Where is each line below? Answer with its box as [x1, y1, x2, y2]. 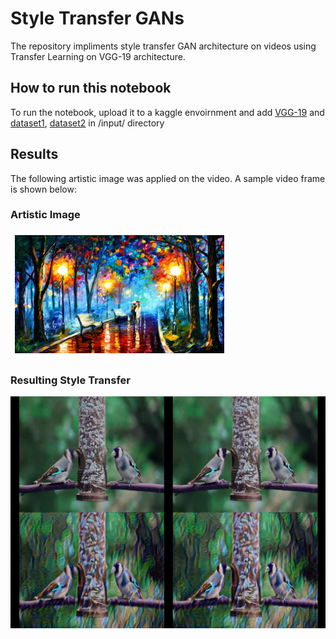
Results [10, 146, 59, 163]
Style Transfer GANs [10, 7, 185, 30]
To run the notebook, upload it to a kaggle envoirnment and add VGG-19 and [10, 106, 325, 118]
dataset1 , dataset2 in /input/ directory [10, 117, 165, 129]
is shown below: [10, 183, 77, 195]
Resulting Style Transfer [10, 373, 131, 387]
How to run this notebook [10, 80, 172, 97]
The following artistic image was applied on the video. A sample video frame [10, 172, 326, 184]
